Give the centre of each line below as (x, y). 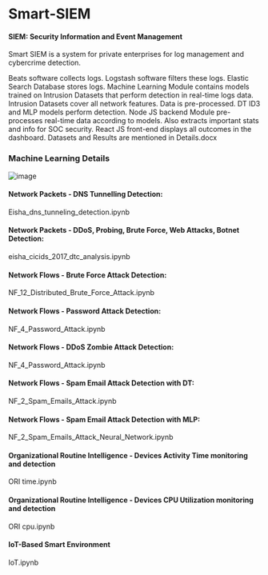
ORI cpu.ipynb (32, 526)
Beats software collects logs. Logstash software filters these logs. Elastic (129, 78)
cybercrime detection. (45, 63)
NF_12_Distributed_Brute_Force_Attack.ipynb (81, 293)
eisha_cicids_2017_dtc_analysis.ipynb (69, 257)
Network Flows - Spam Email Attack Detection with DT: (101, 383)
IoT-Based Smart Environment (59, 545)
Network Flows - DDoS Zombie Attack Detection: (91, 347)
